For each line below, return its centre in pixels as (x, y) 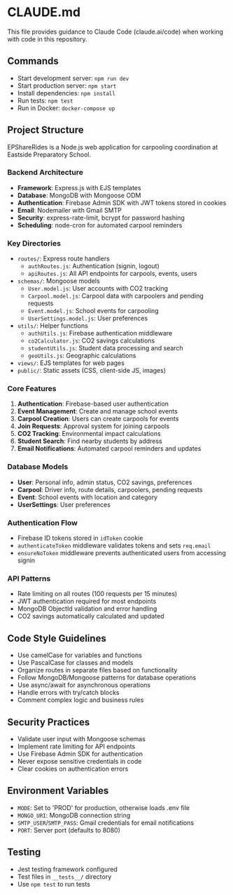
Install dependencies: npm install (66, 93)
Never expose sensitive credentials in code (79, 761)
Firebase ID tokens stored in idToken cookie (80, 538)
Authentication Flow (43, 522)
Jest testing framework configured (67, 869)
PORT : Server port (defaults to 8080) (69, 830)
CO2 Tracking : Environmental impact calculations (89, 434)
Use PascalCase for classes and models (75, 663)
